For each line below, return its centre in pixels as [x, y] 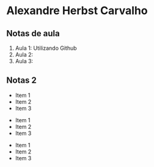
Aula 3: [24, 61]
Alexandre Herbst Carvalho [77, 11]
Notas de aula [33, 33]
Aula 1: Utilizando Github [46, 48]
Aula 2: [24, 55]
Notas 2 [21, 80]
